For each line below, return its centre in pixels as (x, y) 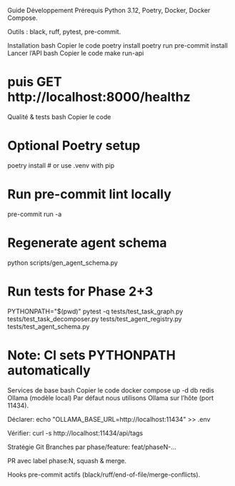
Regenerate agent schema (87, 243)
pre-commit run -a (35, 214)
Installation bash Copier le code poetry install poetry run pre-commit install (118, 45)
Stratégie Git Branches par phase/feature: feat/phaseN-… (92, 447)
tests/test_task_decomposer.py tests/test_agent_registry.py (95, 319)
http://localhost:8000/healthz (99, 97)
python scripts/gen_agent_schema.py (62, 263)
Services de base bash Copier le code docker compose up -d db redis (111, 390)
